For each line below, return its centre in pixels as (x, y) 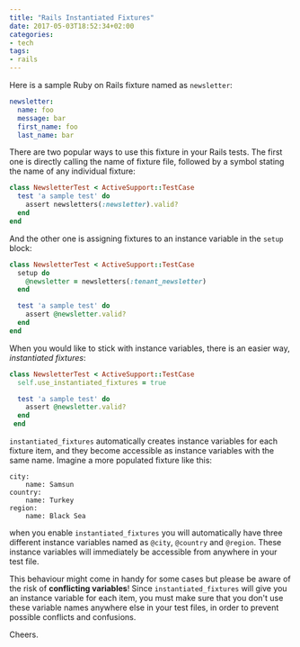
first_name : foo (48, 127)
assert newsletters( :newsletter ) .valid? (102, 205)
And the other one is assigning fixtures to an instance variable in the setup (146, 238)
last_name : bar (46, 135)
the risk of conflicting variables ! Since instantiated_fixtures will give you (148, 589)
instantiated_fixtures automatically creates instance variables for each (144, 441)
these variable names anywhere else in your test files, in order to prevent (144, 607)
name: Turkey (50, 500)
